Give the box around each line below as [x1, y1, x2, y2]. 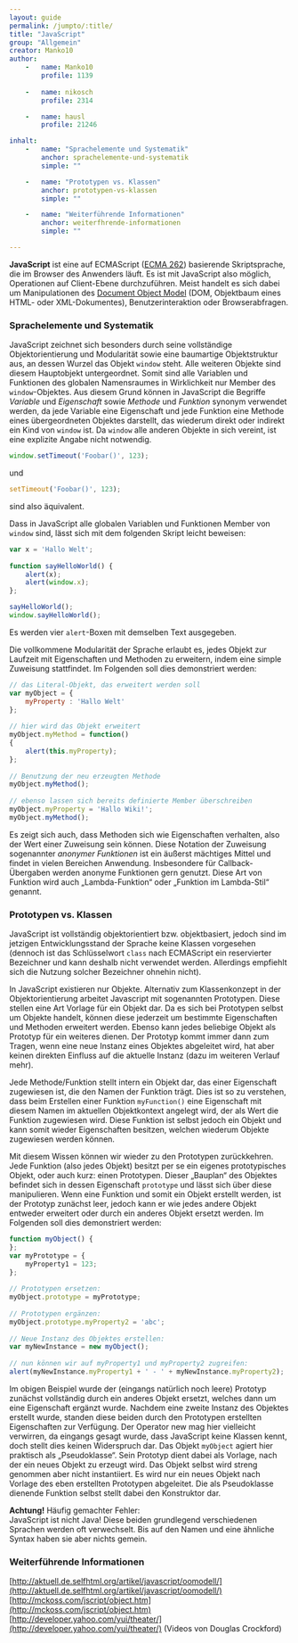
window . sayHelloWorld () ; [9, 611, 101, 620]
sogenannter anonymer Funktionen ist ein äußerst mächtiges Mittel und [9, 848, 271, 859]
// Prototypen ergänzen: [9, 1309, 101, 1318]
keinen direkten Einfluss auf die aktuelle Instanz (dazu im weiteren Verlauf [9, 1050, 280, 1061]
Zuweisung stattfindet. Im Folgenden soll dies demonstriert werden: [9, 663, 257, 673]
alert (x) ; [25, 570, 62, 579]
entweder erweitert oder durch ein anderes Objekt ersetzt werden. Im [9, 1208, 264, 1218]
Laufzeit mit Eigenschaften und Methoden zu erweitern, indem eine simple [9, 653, 282, 665]
